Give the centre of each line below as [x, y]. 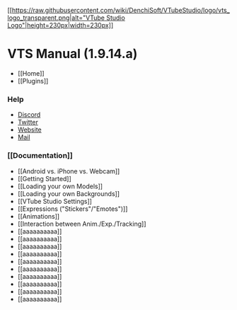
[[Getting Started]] [45, 178]
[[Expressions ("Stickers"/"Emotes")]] [73, 209]
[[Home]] [31, 73]
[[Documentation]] [40, 156]
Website [30, 130]
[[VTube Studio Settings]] [54, 201]
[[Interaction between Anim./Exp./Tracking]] [82, 224]
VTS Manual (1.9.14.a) [73, 54]
